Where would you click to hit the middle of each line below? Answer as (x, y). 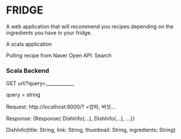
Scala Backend (28, 70)
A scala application (29, 44)
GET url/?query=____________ (40, 83)
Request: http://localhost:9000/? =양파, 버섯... (61, 107)
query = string (23, 95)
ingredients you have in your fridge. (49, 32)
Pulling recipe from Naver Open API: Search (59, 55)
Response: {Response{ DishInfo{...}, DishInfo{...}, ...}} (70, 118)
